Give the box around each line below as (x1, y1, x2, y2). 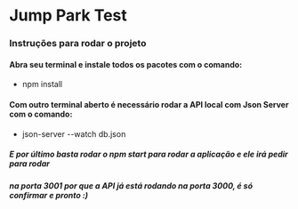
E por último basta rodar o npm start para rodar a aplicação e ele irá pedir (9, 149, 289, 160)
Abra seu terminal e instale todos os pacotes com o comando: (9, 59, 243, 69)
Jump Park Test (9, 5, 127, 26)
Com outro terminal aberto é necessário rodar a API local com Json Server (9, 99, 289, 109)
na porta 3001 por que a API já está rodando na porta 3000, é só (9, 181, 254, 191)
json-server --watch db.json (21, 128, 126, 139)
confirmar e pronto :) (9, 190, 89, 201)
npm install (21, 79, 63, 90)
